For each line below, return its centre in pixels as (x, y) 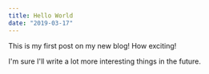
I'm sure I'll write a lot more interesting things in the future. (105, 61)
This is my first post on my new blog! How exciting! (92, 45)
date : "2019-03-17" (41, 23)
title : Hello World (41, 16)
